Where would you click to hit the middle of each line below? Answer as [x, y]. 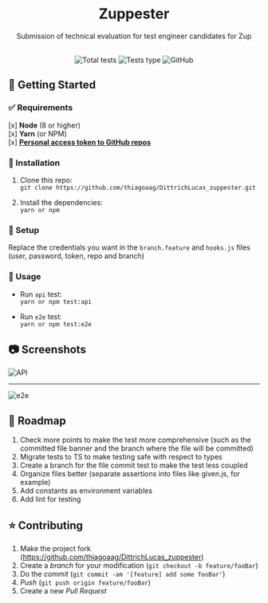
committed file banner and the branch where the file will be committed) [136, 448]
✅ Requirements [41, 108]
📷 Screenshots [47, 349]
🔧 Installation [34, 163]
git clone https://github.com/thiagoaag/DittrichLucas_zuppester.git [138, 187]
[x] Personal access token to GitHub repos [80, 142]
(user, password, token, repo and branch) [77, 256]
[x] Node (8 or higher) [45, 125]
